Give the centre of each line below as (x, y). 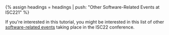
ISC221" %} (17, 12)
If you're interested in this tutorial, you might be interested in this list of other (85, 22)
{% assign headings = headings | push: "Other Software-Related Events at (82, 7)
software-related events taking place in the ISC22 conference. (70, 27)
